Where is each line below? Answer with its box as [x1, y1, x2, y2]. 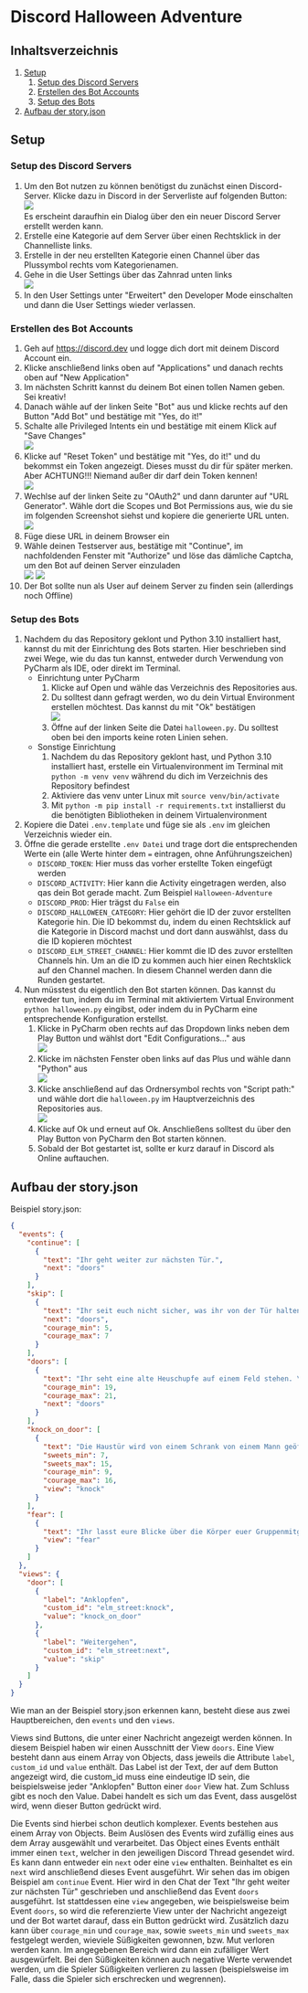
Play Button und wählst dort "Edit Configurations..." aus [37, 1033, 246, 1044]
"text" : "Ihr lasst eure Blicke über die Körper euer [43, 1527, 252, 1536]
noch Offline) [23, 589, 74, 600]
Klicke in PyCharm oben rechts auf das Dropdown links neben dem [37, 1023, 291, 1034]
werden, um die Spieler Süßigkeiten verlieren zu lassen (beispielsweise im [10, 1964, 289, 1975]
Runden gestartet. [37, 975, 106, 986]
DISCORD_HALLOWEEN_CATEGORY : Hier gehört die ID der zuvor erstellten [37, 906, 292, 917]
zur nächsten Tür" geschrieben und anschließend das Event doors [10, 1886, 260, 1897]
